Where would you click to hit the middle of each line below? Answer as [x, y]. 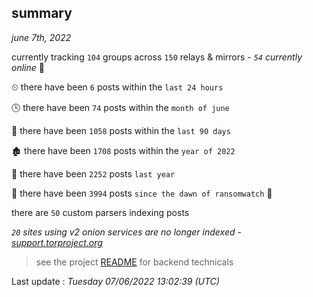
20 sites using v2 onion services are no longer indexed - [126, 232]
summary [42, 13]
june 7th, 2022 [41, 37]
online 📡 [28, 67]
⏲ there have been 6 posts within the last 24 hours [117, 87]
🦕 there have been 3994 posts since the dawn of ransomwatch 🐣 [142, 193]
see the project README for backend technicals [134, 262]
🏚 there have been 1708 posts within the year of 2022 [123, 150]
